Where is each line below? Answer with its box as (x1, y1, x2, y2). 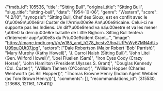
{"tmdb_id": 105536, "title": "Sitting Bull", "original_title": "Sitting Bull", (5, 4, 144, 10)
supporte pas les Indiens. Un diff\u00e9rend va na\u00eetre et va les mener (5, 25, 158, 30)
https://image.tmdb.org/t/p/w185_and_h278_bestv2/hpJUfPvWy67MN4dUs (7, 40, 158, 45)
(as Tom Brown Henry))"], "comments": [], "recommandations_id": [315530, (5, 76, 156, 81)
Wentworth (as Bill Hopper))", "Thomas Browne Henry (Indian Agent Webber (5, 71, 158, 76)
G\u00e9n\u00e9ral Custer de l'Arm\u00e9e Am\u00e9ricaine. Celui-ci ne (5, 19, 154, 25)
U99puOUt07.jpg (5, 45, 39, 51)
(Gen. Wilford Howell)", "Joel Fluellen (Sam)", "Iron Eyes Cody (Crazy (5, 55, 143, 61)
